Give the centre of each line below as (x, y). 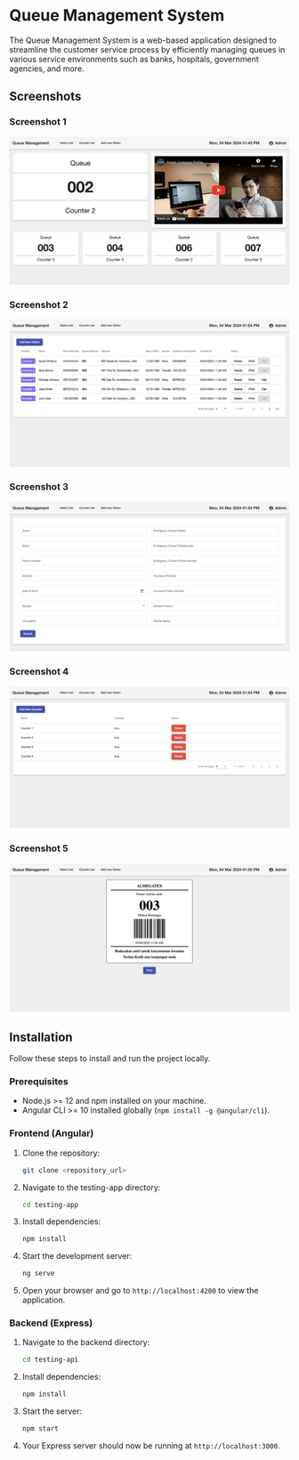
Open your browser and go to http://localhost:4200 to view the (140, 1291)
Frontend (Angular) (52, 1133)
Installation (41, 1037)
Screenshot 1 (38, 122)
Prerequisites (39, 1081)
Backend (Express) (51, 1323)
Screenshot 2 (39, 304)
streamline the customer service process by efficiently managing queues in (147, 49)
